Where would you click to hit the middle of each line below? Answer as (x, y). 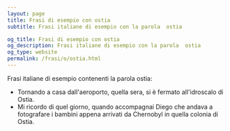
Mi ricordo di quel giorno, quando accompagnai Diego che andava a (115, 107)
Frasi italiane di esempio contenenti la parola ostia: (80, 78)
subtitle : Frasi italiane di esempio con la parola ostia (95, 26)
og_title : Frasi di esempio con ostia (63, 39)
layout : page (26, 14)
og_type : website (32, 52)
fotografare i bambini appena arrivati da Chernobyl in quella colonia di (117, 114)
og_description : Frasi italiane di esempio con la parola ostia (104, 46)
